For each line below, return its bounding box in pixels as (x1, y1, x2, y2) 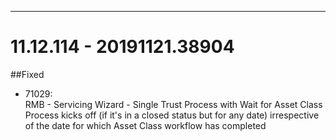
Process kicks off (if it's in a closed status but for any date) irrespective (24, 109, 320, 121)
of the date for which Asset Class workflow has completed (24, 119, 267, 131)
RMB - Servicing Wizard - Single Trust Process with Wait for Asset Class (24, 98, 323, 110)
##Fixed (10, 68, 45, 80)
